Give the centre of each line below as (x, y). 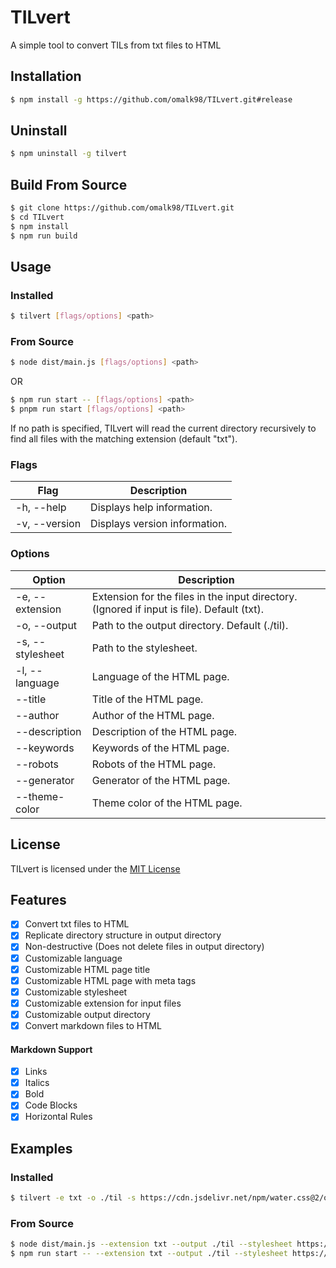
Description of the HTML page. (164, 731)
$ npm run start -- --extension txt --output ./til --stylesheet (149, 1254)
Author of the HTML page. (153, 715)
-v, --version (48, 524)
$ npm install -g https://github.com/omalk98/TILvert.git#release (151, 99)
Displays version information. (158, 524)
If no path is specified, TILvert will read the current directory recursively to (163, 428)
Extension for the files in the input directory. (194, 596)
